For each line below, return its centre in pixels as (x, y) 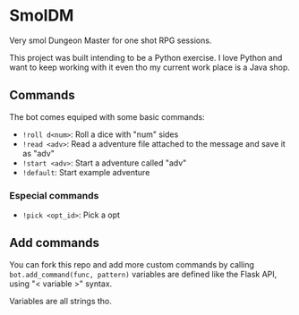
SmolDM (42, 16)
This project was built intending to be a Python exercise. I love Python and (146, 57)
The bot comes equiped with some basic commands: (107, 116)
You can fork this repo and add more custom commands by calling (132, 264)
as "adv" (38, 153)
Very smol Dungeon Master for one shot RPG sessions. (111, 40)
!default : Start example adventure (86, 172)
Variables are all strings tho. (60, 301)
